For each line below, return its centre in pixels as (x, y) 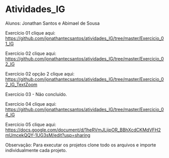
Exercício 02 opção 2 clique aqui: (40, 73)
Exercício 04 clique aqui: (31, 104)
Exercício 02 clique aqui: (31, 53)
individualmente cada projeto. (36, 150)
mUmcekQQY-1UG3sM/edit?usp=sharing (48, 135)
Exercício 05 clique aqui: (31, 124)
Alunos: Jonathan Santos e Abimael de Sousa (52, 23)
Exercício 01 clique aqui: (30, 33)
